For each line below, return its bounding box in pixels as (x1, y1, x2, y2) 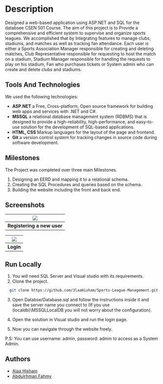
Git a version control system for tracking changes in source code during (12, 134, 157, 140)
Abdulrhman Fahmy (12, 373, 52, 379)
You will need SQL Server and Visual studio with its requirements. (12, 273, 144, 279)
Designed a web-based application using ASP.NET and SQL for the (5, 20, 140, 25)
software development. (12, 140, 59, 145)
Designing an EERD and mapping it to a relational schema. (12, 176, 129, 182)
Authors (5, 355, 31, 363)
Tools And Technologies (5, 81, 81, 89)
